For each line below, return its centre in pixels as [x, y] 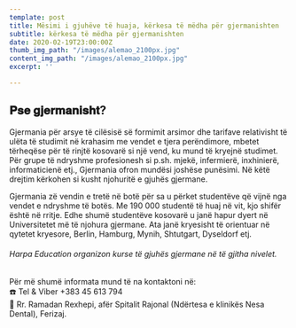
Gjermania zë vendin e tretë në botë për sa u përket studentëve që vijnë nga [148, 196]
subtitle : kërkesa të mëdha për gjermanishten [97, 34]
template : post [37, 17]
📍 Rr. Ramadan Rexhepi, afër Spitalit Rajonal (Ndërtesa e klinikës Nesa [137, 304]
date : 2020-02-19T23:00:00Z [61, 42]
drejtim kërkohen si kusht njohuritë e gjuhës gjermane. [109, 179]
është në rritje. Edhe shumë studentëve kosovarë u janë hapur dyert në [139, 215]
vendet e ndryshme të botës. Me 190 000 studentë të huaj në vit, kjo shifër [145, 206]
